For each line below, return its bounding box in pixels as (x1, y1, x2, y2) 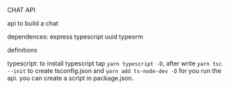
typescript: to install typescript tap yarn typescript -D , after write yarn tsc (7, 59, 222, 68)
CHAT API (7, 6, 36, 14)
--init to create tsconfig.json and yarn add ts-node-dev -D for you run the (7, 67, 222, 75)
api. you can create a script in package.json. (7, 74, 134, 82)
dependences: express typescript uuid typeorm (7, 32, 144, 41)
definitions (7, 46, 37, 54)
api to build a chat (7, 19, 59, 27)
